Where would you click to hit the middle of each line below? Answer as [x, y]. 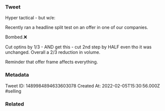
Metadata [17, 75]
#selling [13, 91]
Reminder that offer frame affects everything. [52, 62]
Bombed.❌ [16, 37]
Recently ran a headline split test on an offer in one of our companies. [77, 27]
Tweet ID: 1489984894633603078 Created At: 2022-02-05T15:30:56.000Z [83, 86]
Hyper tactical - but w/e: [30, 18]
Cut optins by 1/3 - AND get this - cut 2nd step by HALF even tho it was [79, 47]
